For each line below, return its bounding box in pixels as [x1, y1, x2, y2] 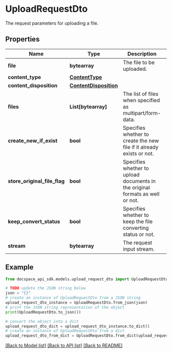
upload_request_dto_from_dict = [5, 333, 74, 339]
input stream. [122, 245, 155, 252]
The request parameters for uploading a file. [5, 20, 99, 26]
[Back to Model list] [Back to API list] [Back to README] [5, 342, 123, 349]
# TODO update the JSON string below [5, 286, 86, 291]
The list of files [122, 90, 159, 97]
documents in [122, 178, 156, 185]
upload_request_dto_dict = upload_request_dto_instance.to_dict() [5, 324, 150, 329]
